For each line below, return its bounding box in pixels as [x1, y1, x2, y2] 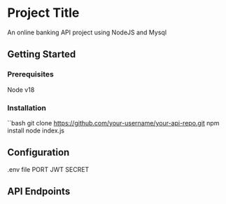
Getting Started [7, 48, 76, 60]
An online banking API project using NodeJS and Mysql [7, 28, 167, 36]
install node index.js [7, 126, 65, 135]
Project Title [7, 5, 80, 21]
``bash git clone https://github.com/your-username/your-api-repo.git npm [7, 118, 220, 127]
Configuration [7, 147, 70, 158]
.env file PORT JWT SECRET [7, 165, 90, 173]
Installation [7, 103, 47, 113]
